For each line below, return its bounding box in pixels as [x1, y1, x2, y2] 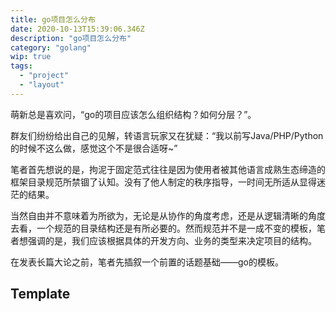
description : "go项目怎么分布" [10, 33, 132, 43]
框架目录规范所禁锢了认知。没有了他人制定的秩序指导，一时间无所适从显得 [10, 176, 317, 188]
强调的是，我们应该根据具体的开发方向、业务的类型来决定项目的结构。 [27, 234, 317, 246]
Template [10, 286, 71, 303]
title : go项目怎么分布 [10, 14, 96, 25]
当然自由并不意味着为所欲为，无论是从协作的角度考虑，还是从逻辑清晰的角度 [10, 209, 326, 221]
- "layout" [19, 80, 65, 90]
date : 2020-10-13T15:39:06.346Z [10, 24, 145, 34]
